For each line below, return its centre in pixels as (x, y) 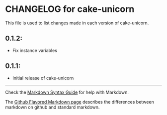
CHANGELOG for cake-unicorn (70, 9)
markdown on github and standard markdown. (52, 107)
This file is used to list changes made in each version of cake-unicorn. (77, 23)
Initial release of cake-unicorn (43, 78)
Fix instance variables (35, 50)
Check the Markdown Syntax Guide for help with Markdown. (67, 92)
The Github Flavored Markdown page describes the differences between (80, 102)
